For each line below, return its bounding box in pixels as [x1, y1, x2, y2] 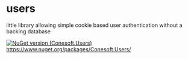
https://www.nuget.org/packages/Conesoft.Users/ [6, 45, 131, 52]
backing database [6, 27, 51, 35]
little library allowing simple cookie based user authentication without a [6, 21, 183, 29]
